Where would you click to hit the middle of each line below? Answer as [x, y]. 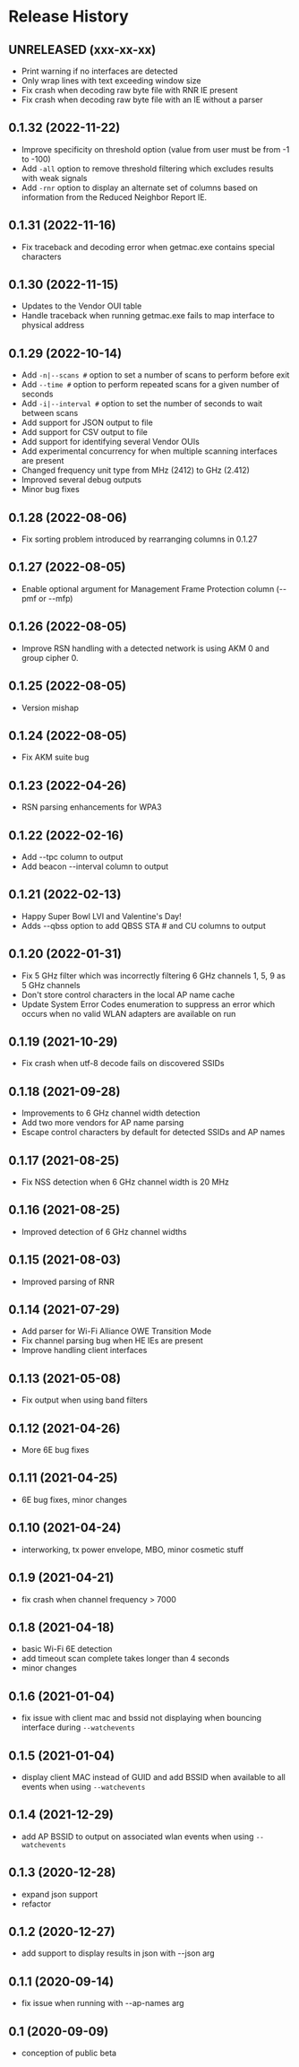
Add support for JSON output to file [87, 422]
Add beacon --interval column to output [95, 866]
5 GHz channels [51, 985]
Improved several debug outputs [81, 480]
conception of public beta [69, 2053]
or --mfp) [56, 598]
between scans [50, 413]
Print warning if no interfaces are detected [99, 71]
